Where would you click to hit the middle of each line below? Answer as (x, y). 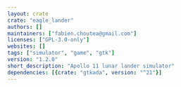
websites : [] (26, 46)
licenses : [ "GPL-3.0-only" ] (49, 40)
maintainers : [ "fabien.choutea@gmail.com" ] (72, 33)
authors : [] (25, 27)
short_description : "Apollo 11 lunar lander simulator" (91, 66)
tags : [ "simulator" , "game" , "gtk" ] (61, 53)
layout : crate (28, 14)
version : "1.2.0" (33, 60)
